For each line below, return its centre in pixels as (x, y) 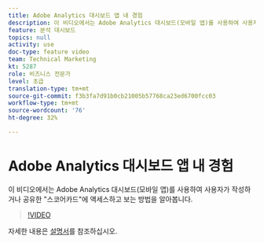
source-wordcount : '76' (47, 111)
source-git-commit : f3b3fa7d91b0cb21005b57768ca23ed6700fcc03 (112, 96)
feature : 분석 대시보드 (42, 30)
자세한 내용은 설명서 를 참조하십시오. (63, 231)
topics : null (29, 37)
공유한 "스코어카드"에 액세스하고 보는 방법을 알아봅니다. (108, 199)
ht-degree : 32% (33, 118)
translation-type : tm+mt (49, 88)
